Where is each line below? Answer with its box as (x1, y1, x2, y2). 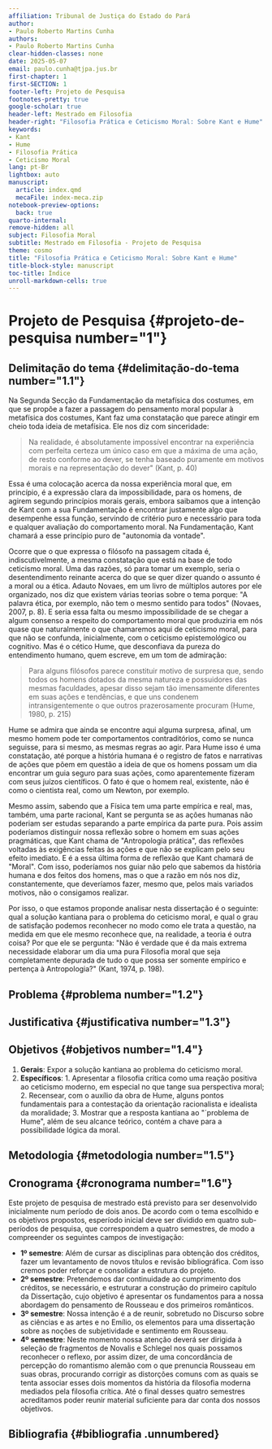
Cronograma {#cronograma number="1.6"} (8, 1176, 233, 1190)
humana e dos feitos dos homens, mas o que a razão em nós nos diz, (8, 871, 241, 880)
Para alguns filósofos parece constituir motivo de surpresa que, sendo (28, 666, 264, 676)
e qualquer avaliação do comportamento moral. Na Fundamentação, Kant (8, 522, 254, 532)
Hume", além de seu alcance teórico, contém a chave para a (19, 1116, 222, 1126)
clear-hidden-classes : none (8, 50, 104, 58)
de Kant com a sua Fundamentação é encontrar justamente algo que (8, 505, 238, 515)
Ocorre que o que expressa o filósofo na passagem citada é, (8, 547, 211, 556)
